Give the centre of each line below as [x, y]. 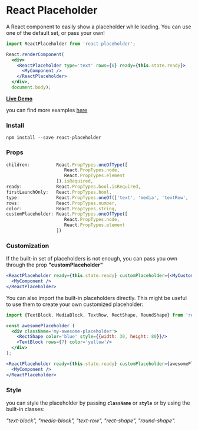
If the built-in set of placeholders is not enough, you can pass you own [92, 259]
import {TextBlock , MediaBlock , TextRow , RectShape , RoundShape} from [95, 315]
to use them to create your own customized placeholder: [75, 304]
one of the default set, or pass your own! [55, 32]
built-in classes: [25, 409]
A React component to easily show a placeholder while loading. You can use [99, 27]
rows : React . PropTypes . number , [62, 203]
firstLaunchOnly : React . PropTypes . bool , [59, 192]
